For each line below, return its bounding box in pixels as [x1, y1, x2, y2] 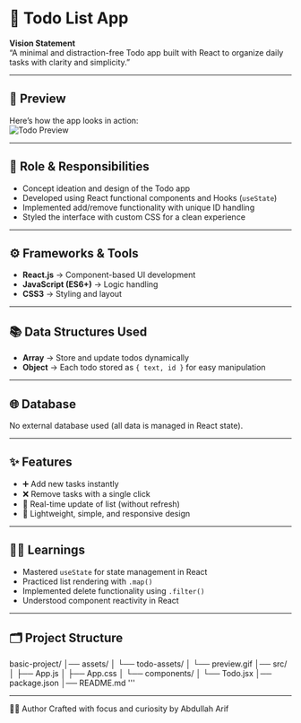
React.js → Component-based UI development [21, 269, 196, 281]
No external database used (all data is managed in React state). [9, 421, 244, 431]
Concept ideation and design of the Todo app [21, 183, 191, 194]
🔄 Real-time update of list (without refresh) [21, 498, 181, 510]
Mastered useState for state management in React [21, 566, 208, 577]
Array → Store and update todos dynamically [21, 353, 190, 363]
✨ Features [9, 455, 73, 470]
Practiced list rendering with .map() [21, 576, 153, 587]
